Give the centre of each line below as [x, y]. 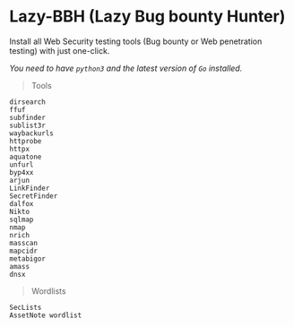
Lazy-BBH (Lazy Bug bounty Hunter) [147, 17]
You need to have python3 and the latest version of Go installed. [126, 68]
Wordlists [48, 291]
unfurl [22, 164]
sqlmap [22, 219]
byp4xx [22, 172]
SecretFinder [34, 196]
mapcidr [24, 251]
